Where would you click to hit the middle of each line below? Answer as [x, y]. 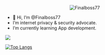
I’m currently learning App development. [55, 28]
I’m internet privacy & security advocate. [55, 23]
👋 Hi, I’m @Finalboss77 [36, 17]
